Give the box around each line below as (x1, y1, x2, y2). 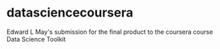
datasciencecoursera (6, 5, 133, 21)
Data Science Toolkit (6, 35, 66, 43)
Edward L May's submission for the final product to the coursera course (6, 28, 214, 36)
